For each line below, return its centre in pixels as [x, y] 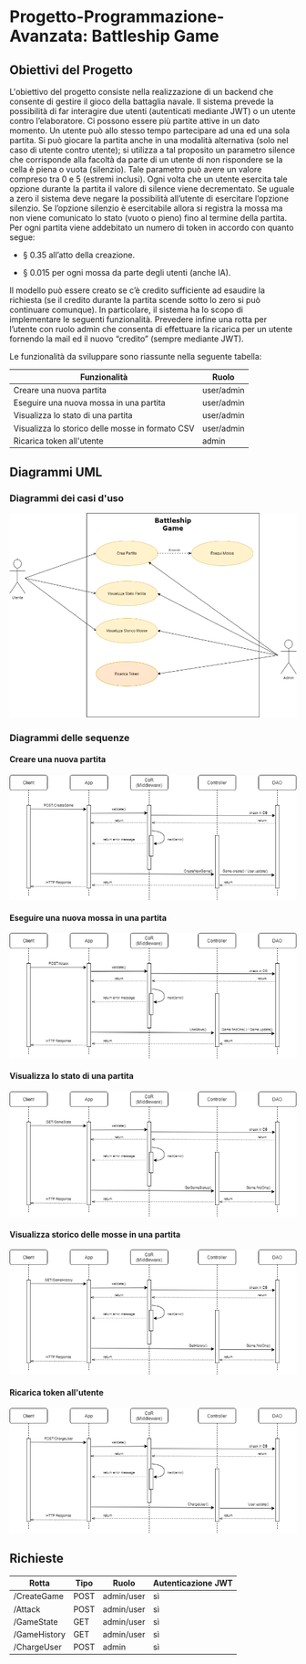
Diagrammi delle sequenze [70, 738]
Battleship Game [155, 36]
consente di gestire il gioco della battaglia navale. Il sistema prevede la [142, 101]
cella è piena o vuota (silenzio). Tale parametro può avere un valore [136, 169]
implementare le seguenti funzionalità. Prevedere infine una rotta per [138, 319]
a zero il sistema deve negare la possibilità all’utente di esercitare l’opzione [149, 199]
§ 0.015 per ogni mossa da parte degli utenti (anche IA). [127, 272]
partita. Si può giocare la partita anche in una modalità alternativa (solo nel [149, 140]
